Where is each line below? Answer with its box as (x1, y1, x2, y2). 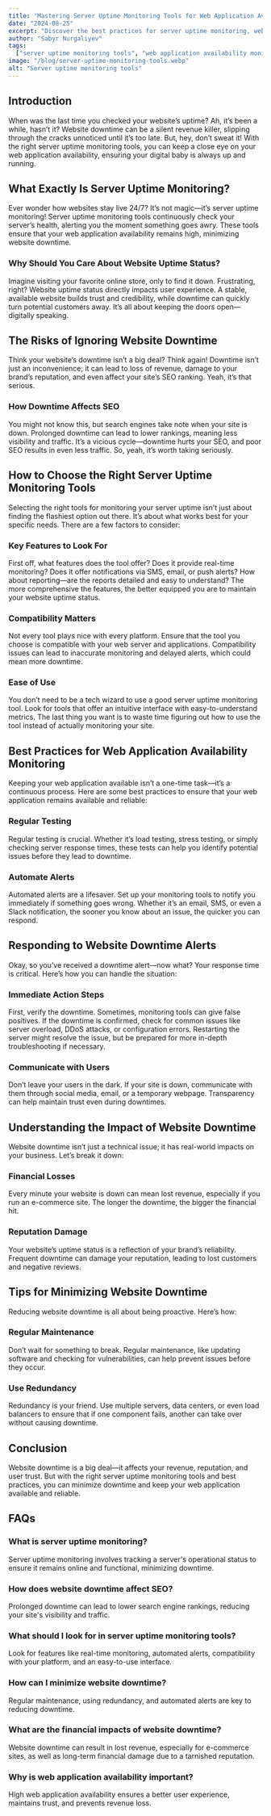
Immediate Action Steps (8, 989, 105, 1000)
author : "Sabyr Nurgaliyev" (8, 34, 103, 43)
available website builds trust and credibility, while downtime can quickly (8, 293, 250, 303)
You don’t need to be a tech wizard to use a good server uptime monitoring (8, 695, 258, 705)
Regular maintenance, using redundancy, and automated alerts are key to (8, 1696, 252, 1705)
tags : (8, 42, 27, 50)
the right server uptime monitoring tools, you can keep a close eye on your (8, 141, 256, 151)
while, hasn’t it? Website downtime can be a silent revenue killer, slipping (8, 124, 250, 134)
